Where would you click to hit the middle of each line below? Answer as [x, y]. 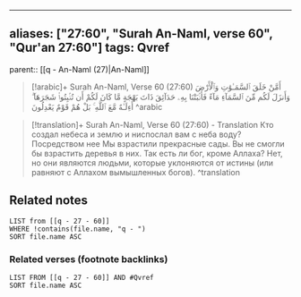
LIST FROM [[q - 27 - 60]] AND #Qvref [82, 277]
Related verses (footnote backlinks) [89, 259]
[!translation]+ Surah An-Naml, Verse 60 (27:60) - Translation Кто [152, 124]
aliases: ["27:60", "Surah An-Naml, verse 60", [141, 34]
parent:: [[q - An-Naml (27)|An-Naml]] [79, 69]
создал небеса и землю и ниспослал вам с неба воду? [136, 134]
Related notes [48, 201]
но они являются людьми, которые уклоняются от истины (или [152, 163]
